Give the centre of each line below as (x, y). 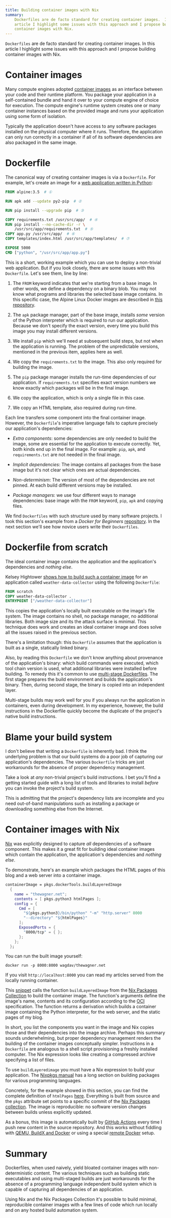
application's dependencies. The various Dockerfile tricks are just (75, 762)
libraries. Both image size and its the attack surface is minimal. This (76, 622)
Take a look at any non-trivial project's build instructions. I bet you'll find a (83, 777)
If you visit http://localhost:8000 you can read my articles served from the (84, 975)
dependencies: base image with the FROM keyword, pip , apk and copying (88, 500)
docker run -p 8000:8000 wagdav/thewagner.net (55, 966)
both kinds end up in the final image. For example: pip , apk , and (79, 449)
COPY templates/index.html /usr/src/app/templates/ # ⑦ (67, 239)
